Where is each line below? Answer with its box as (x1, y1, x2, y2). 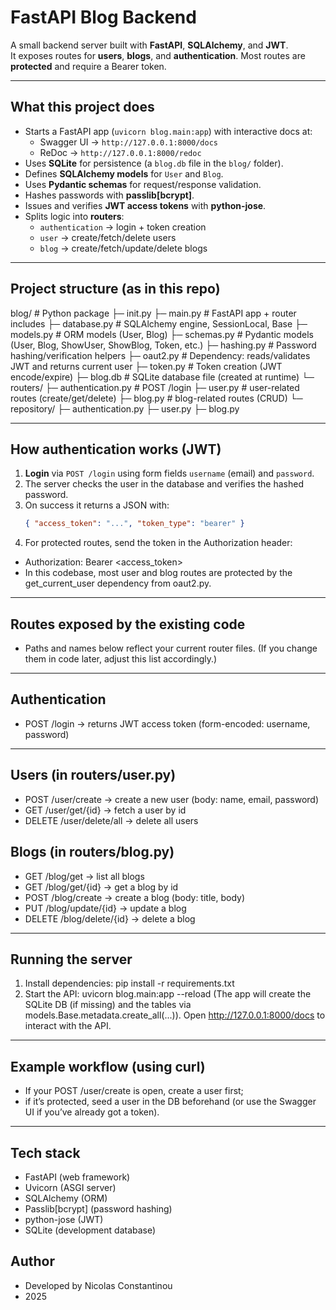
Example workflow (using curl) (10, 1058, 206, 1075)
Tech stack (10, 1144, 81, 1161)
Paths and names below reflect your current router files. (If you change (24, 642, 318, 655)
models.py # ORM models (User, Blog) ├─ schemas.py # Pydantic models (10, 328, 314, 340)
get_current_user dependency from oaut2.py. (24, 577, 212, 590)
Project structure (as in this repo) (10, 281, 221, 298)
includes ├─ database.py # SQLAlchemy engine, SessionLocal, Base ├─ (10, 317, 308, 330)
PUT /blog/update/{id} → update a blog (24, 902, 187, 914)
